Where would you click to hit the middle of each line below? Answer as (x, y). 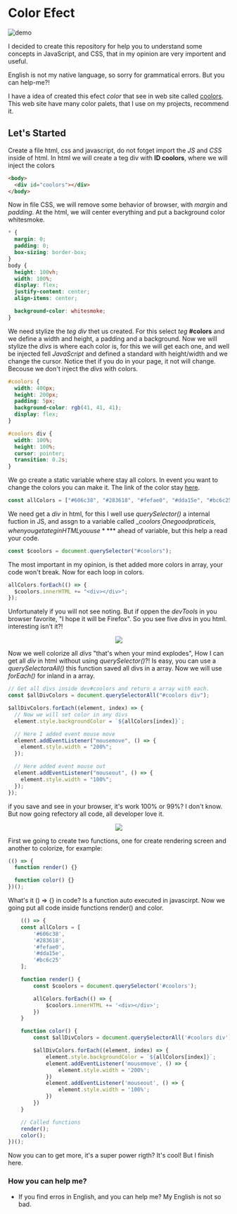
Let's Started (37, 133)
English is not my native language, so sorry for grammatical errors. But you (116, 75)
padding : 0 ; (32, 246)
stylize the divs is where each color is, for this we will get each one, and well (119, 346)
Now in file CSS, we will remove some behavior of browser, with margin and (118, 205)
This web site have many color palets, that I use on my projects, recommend (118, 103)
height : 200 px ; (37, 395)
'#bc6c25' (47, 960)
